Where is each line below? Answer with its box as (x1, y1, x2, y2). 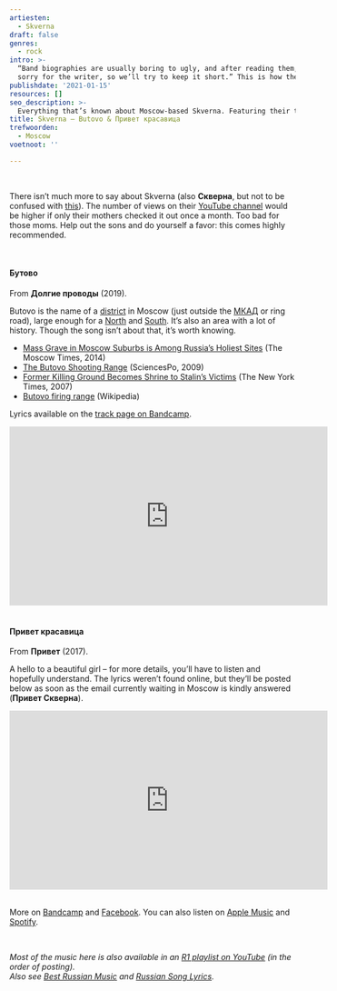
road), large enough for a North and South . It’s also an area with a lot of (9, 315, 276, 325)
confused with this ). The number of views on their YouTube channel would (9, 200, 288, 211)
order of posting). (9, 961, 75, 973)
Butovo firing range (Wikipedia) (22, 390, 141, 401)
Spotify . (9, 916, 39, 927)
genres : (9, 38, 39, 48)
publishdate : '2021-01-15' (9, 81, 112, 90)
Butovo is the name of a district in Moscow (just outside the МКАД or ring (9, 305, 286, 316)
